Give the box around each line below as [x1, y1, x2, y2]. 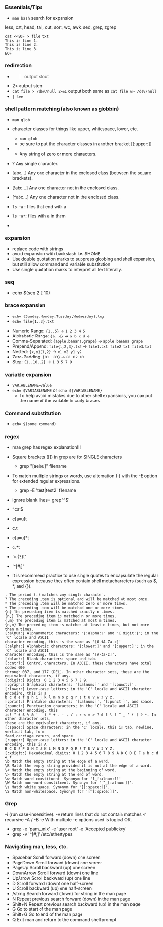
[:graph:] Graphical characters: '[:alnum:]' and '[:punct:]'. [5, 682, 137, 687]
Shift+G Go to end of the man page [12, 911, 83, 917]
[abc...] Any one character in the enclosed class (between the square [12, 170, 152, 176]
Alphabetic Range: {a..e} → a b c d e [12, 333, 90, 338]
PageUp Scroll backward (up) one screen [12, 865, 96, 871]
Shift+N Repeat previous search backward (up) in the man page [12, 901, 141, 907]
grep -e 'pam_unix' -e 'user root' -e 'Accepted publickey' [12, 826, 127, 832]
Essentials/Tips [5, 4, 43, 11]
